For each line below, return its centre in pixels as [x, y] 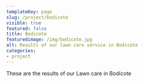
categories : [21, 51]
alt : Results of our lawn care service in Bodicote [72, 45]
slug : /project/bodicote [37, 17]
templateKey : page [29, 12]
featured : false [26, 28]
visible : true [24, 23]
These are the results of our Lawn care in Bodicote [69, 73]
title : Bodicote [26, 34]
